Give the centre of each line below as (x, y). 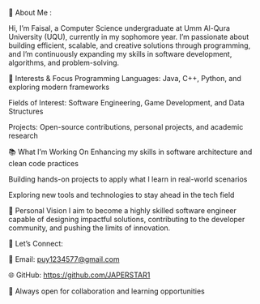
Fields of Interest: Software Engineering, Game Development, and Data (126, 103)
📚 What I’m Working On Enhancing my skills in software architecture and (130, 152)
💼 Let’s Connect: (36, 244)
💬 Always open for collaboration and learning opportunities (107, 291)
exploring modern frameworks (59, 87)
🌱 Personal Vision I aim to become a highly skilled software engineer (123, 210)
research (23, 135)
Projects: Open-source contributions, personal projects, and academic (126, 127)
